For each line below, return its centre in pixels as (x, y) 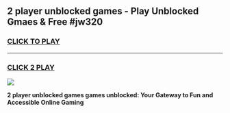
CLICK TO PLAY (34, 42)
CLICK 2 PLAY (31, 67)
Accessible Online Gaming (46, 102)
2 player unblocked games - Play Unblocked (103, 11)
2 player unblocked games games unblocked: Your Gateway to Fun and (110, 95)
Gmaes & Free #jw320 (55, 22)
